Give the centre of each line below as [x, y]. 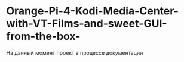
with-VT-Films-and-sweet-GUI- [87, 24]
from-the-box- [43, 36]
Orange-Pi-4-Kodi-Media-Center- [93, 11]
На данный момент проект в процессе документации [75, 52]
